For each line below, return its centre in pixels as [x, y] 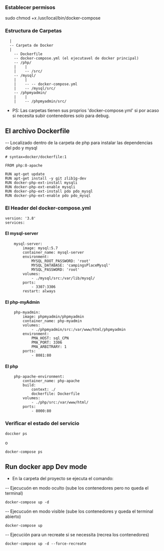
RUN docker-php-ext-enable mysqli [40, 187]
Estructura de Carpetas [34, 31]
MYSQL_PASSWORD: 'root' [55, 269]
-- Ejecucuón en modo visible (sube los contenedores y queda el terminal [79, 511]
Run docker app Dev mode [46, 467]
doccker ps [16, 434]
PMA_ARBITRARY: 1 [49, 347]
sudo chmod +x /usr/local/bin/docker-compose [53, 18]
